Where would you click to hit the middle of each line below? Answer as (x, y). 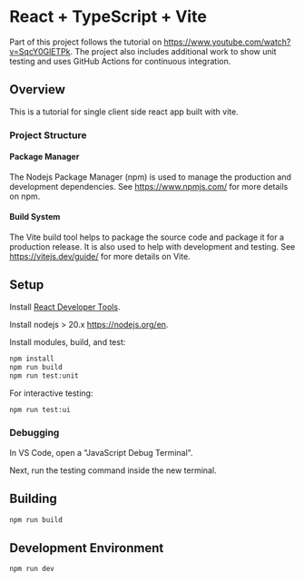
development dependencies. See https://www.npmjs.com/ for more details (149, 186)
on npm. (25, 196)
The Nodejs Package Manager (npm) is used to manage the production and (151, 177)
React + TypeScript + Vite (108, 17)
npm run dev (32, 569)
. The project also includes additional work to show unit (173, 51)
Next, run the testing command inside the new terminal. (113, 470)
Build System (35, 217)
